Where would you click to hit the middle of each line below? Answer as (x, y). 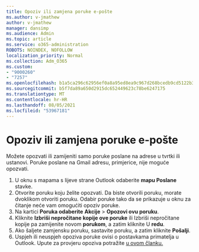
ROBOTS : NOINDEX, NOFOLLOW (39, 50)
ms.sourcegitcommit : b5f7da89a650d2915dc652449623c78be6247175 (86, 89)
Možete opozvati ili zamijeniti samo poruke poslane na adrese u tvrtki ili (93, 156)
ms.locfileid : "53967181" (38, 111)
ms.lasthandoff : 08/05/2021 (41, 105)
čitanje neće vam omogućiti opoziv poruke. (67, 205)
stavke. (23, 186)
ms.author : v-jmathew (33, 17)
